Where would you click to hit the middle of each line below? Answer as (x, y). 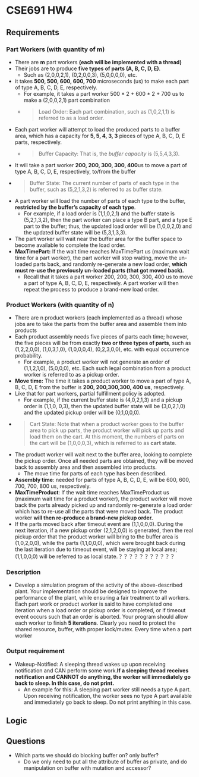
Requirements (33, 32)
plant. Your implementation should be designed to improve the (91, 591)
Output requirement (35, 651)
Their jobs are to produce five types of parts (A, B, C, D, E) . (88, 68)
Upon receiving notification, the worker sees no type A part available (108, 695)
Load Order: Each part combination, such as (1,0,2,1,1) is (107, 111)
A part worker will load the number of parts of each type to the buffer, (100, 200)
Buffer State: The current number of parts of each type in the (104, 183)
